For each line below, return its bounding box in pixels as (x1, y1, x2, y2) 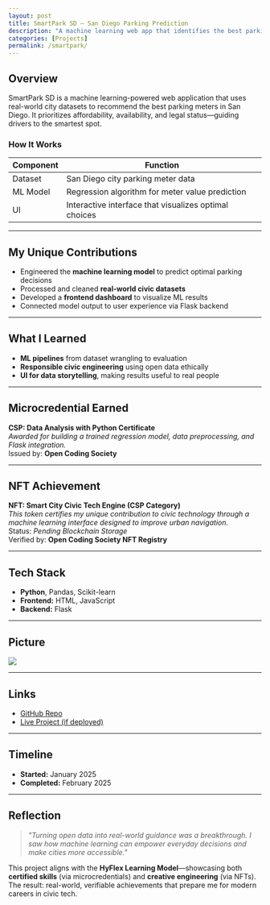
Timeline (8, 748, 54, 762)
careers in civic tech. (8, 888, 78, 899)
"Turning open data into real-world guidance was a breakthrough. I (27, 830, 252, 840)
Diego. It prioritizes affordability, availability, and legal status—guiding (8, 110, 239, 119)
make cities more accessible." (27, 847, 128, 857)
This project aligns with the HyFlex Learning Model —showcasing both (8, 863, 243, 873)
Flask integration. (8, 440, 67, 450)
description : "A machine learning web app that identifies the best (8, 27, 243, 35)
